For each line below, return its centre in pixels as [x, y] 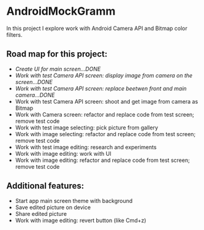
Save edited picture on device [53, 207]
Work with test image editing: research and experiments [86, 147]
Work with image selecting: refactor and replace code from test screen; [105, 134]
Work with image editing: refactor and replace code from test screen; [102, 160]
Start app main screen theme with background [74, 201]
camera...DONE [35, 95]
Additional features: [45, 186]
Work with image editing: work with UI [63, 153]
